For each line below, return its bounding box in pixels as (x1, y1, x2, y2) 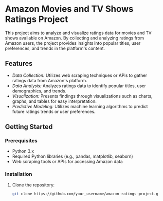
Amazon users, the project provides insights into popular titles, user (5, 40, 141, 46)
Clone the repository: (12, 182, 55, 188)
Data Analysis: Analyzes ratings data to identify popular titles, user (12, 83, 146, 89)
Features (5, 59, 33, 68)
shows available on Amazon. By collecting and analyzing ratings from (5, 35, 145, 41)
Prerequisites (5, 137, 37, 144)
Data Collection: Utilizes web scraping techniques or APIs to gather (12, 72, 147, 78)
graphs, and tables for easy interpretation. (12, 98, 97, 104)
